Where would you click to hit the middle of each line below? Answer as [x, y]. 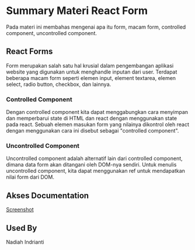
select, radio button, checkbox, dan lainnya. [59, 84]
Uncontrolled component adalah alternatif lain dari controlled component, [94, 158]
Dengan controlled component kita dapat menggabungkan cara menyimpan [97, 112]
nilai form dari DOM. [30, 177]
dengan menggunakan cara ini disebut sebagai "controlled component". [93, 131]
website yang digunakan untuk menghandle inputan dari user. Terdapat [92, 72]
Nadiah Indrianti [25, 242]
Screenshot [20, 210]
